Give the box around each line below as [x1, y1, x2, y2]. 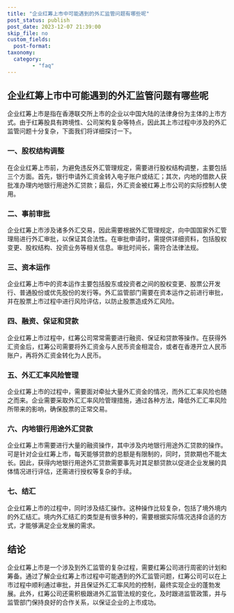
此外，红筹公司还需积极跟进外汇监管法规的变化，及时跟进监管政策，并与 [19, 589, 227, 598]
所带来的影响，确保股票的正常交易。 [7, 404, 111, 413]
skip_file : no [7, 29, 49, 37]
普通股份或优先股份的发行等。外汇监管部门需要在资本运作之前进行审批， [19, 288, 227, 297]
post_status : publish [7, 17, 70, 24]
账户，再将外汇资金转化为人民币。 [7, 350, 105, 360]
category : [13, 56, 42, 63]
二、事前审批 [7, 209, 51, 219]
